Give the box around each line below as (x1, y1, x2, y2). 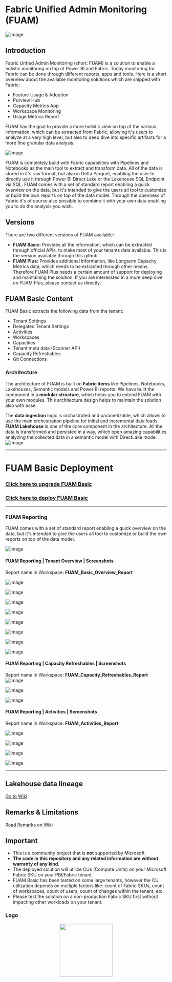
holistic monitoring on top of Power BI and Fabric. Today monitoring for (5, 65, 155, 71)
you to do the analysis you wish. (5, 203, 73, 209)
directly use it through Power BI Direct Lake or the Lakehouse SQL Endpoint (5, 176, 165, 182)
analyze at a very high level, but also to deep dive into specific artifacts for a (5, 134, 166, 140)
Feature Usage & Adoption (12, 91, 69, 98)
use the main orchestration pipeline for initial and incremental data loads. (5, 418, 159, 424)
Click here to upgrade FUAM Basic (5, 480, 92, 487)
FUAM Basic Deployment (5, 462, 114, 474)
